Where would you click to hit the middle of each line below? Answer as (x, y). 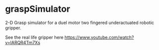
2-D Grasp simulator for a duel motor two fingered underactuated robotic (80, 23)
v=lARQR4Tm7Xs (23, 42)
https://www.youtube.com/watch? (99, 37)
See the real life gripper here (34, 37)
